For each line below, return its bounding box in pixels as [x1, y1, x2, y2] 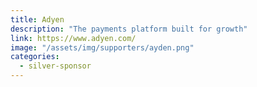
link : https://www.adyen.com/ [10, 33, 137, 43]
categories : [10, 52, 60, 62]
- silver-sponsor [19, 61, 92, 71]
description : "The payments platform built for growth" [10, 24, 248, 34]
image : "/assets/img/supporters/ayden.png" [10, 42, 195, 53]
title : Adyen [10, 14, 65, 25]
